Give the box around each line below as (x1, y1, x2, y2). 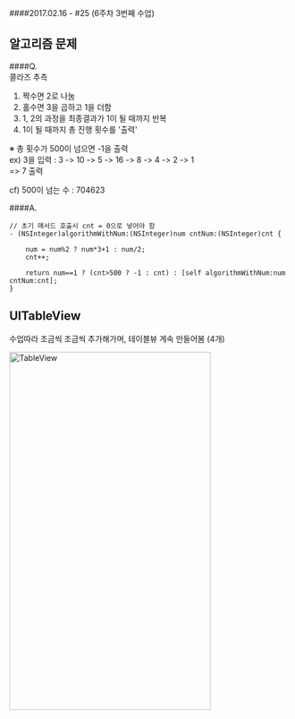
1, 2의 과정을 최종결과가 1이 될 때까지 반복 (21, 113, 167, 124)
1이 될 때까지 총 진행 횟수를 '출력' (21, 124, 138, 134)
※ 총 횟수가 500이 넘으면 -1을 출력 (9, 142, 129, 154)
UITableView (9, 308, 81, 324)
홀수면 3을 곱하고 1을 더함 (21, 101, 112, 112)
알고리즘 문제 (9, 37, 78, 52)
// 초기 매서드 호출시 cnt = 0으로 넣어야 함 (9, 221, 156, 230)
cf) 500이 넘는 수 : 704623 (9, 184, 105, 195)
